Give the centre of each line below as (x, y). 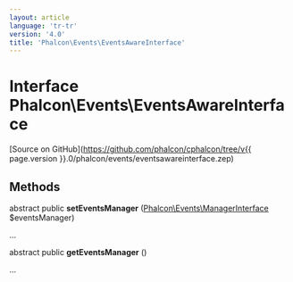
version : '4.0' (38, 34)
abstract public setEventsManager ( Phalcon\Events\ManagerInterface (139, 208)
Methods (35, 187)
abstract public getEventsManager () (78, 252)
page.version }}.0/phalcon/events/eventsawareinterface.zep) (121, 159)
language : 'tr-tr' (43, 26)
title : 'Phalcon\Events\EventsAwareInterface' (97, 42)
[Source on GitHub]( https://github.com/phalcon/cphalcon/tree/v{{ (130, 149)
